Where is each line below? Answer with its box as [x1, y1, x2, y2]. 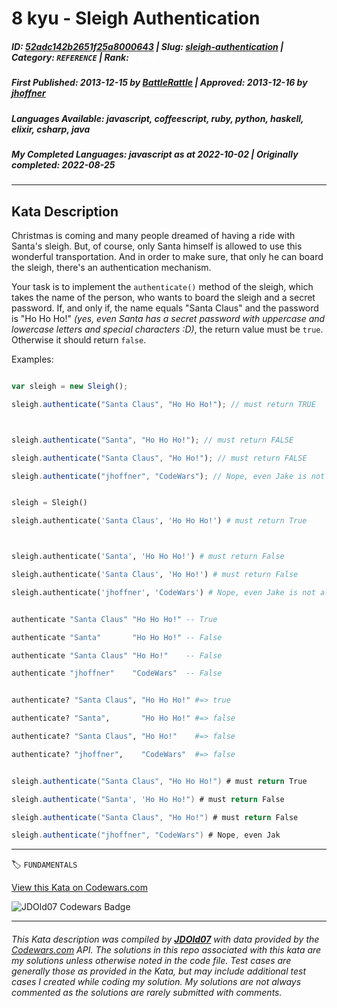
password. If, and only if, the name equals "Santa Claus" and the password [11, 302, 319, 314]
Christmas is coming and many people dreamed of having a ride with [11, 230, 296, 242]
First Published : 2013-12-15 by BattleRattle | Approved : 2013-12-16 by [11, 77, 308, 89]
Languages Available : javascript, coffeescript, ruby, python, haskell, [11, 112, 304, 124]
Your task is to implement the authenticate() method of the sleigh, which [11, 281, 314, 293]
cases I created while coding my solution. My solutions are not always [11, 975, 302, 987]
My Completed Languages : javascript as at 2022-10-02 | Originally [11, 148, 299, 160]
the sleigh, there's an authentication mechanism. [11, 262, 212, 274]
